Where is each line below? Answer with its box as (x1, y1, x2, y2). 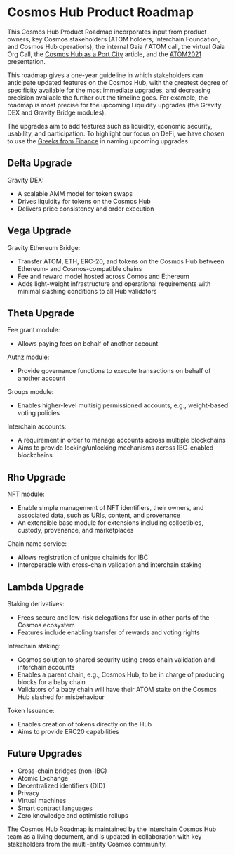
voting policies (17, 409, 60, 417)
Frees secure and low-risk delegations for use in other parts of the (17, 613, 210, 622)
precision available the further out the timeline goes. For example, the (7, 93, 208, 102)
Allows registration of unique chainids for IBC (17, 553, 149, 562)
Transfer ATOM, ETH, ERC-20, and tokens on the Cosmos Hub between (17, 257, 224, 266)
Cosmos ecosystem (17, 621, 75, 629)
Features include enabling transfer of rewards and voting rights (17, 628, 200, 637)
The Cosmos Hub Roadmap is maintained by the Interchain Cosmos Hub (7, 825, 217, 833)
